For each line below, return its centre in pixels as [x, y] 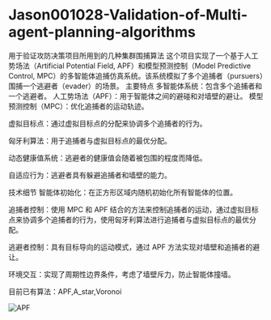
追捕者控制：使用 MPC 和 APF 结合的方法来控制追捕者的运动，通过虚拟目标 [133, 209]
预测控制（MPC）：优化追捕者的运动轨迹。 [78, 106]
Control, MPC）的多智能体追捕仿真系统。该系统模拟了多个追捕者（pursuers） [136, 75]
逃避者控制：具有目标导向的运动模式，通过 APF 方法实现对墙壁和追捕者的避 [134, 247]
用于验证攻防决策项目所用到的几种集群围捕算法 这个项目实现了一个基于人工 [133, 55]
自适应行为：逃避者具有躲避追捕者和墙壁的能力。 [90, 175]
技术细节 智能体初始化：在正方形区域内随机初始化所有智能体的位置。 [123, 192]
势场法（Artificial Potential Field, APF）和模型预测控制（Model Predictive [130, 66]
